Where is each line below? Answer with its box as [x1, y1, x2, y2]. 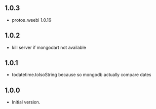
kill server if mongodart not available [11, 44, 86, 50]
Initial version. [11, 99, 40, 105]
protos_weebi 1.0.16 [11, 17, 51, 23]
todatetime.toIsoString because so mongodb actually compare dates [11, 72, 152, 78]
